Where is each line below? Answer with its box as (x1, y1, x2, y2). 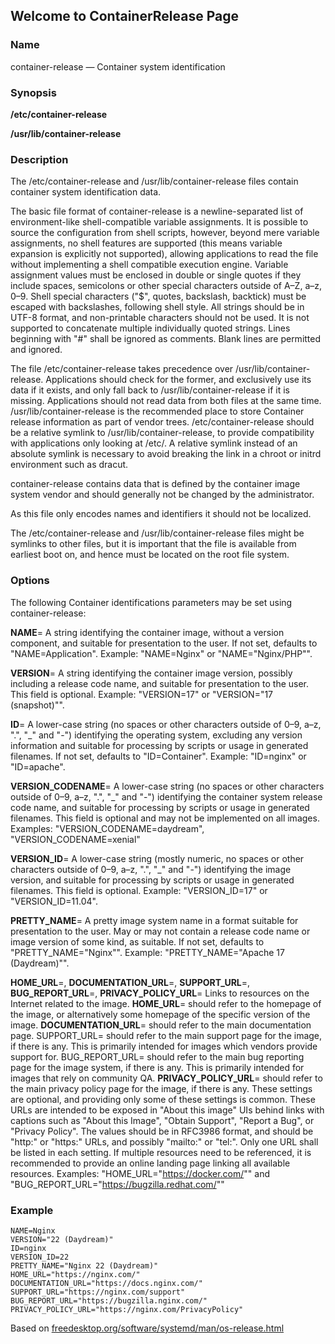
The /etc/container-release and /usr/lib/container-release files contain (10, 175, 299, 188)
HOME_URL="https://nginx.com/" (10, 1269, 141, 1279)
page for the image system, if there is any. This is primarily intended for (10, 1061, 305, 1073)
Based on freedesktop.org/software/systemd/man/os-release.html (10, 1322, 285, 1334)
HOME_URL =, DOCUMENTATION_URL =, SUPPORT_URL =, (10, 976, 251, 988)
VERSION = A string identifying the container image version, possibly (10, 667, 293, 679)
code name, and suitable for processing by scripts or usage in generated (10, 801, 310, 813)
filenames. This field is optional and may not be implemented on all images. (10, 812, 320, 824)
